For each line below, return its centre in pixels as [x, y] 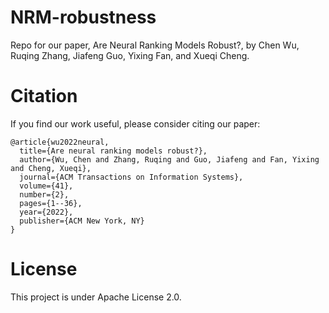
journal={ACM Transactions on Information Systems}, [131, 177]
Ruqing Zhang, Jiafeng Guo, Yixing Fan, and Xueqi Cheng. [130, 55]
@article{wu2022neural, [60, 142]
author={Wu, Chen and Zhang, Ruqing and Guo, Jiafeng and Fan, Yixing [169, 159]
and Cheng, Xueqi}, [51, 168]
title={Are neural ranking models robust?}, [113, 151]
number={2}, [44, 194]
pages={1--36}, [51, 203]
